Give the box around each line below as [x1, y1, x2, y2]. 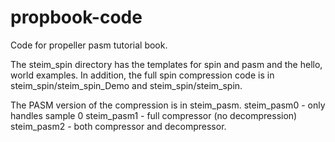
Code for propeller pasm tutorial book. [10, 39, 168, 51]
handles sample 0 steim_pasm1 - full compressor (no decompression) [10, 109, 298, 121]
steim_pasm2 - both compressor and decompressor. [10, 120, 227, 132]
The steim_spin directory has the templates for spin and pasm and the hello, [10, 58, 323, 70]
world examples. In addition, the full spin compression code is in [10, 69, 275, 81]
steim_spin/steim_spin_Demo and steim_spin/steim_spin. [10, 79, 243, 91]
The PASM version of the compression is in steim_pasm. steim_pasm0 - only [10, 99, 326, 111]
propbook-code [10, 6, 143, 29]
